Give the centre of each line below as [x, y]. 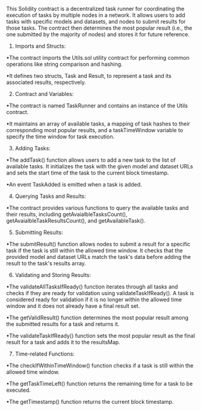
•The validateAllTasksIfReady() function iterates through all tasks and [92, 287]
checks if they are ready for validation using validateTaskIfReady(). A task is [100, 293]
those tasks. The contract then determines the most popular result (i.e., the [99, 28]
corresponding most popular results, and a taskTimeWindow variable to [95, 130]
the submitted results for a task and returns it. [63, 324]
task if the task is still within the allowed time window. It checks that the [94, 250]
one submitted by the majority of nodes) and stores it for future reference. [98, 34]
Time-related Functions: [45, 354]
